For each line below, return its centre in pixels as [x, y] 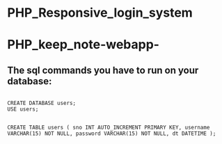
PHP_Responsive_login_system [100, 13]
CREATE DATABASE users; [42, 103]
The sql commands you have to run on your [103, 70]
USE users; [23, 109]
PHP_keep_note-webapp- [84, 45]
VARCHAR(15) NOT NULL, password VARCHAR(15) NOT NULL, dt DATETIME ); [112, 134]
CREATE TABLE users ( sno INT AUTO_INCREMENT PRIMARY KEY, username [109, 128]
